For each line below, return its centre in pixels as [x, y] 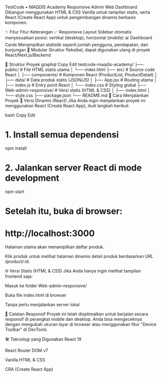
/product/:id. [17, 261]
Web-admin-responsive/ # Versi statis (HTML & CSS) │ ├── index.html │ [78, 90]
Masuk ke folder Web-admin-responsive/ [46, 286]
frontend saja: [19, 276]
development [32, 178]
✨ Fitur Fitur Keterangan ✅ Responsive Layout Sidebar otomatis [68, 32]
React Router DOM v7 [27, 350]
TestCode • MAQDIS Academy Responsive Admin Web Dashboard [71, 7]
